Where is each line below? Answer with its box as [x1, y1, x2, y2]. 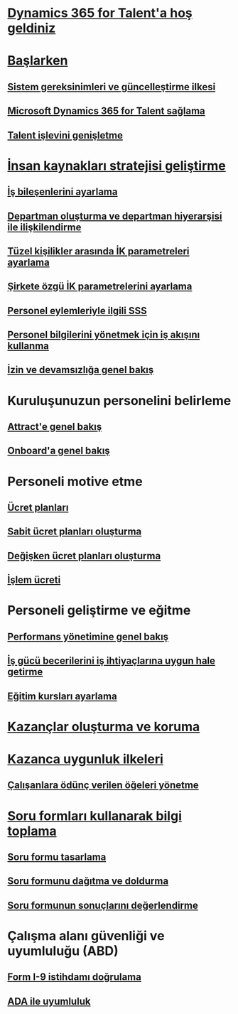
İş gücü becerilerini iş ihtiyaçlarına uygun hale [7, 655, 215, 667]
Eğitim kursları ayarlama [7, 690, 117, 702]
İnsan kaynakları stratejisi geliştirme [7, 158, 226, 173]
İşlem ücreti [7, 574, 61, 586]
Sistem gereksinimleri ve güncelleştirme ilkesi [7, 80, 216, 93]
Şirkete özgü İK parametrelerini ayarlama [7, 281, 193, 293]
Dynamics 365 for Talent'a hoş [7, 5, 193, 21]
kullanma [7, 340, 50, 352]
